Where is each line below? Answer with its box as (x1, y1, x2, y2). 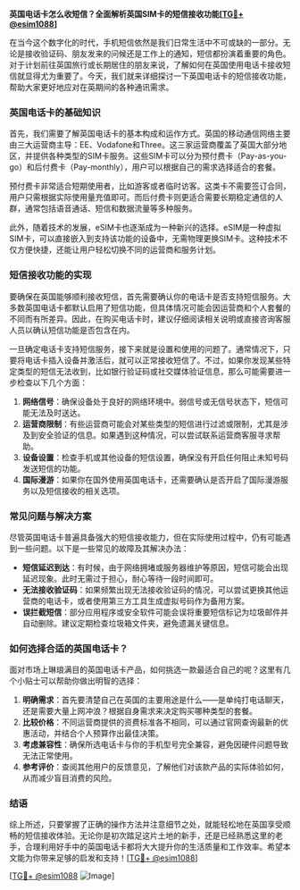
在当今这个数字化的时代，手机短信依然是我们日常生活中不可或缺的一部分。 (9, 38, 283, 47)
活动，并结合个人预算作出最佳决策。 (29, 728, 163, 739)
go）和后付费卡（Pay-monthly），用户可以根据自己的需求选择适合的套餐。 (9, 162, 281, 172)
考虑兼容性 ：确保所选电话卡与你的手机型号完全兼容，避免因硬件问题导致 (21, 739, 288, 750)
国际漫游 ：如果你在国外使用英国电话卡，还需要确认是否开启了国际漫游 (21, 474, 281, 485)
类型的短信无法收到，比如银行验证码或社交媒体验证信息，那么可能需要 (16, 365, 275, 376)
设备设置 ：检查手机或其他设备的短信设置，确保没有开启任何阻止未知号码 (21, 451, 288, 463)
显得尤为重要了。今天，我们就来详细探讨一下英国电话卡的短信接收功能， (24, 71, 291, 81)
